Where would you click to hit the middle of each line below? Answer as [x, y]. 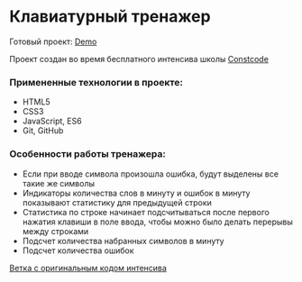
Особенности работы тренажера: [88, 154]
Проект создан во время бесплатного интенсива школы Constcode [139, 59]
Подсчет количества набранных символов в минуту [123, 241]
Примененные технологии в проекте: [96, 82]
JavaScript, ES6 [52, 121]
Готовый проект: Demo [53, 41]
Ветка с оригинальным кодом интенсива [88, 268]
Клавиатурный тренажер [110, 17]
